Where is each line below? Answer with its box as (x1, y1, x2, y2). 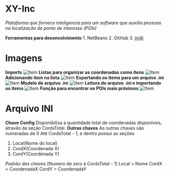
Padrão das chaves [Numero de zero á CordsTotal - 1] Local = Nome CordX (5, 160, 162, 166)
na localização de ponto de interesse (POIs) (5, 25, 97, 31)
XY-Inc (5, 3, 35, 15)
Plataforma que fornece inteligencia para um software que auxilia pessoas (5, 20, 161, 26)
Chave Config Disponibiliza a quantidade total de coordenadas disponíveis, (5, 120, 162, 126)
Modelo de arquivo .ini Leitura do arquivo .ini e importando (20, 80, 161, 86)
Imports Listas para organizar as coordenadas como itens (5, 69, 144, 75)
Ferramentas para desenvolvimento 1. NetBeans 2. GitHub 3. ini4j (5, 35, 144, 41)
